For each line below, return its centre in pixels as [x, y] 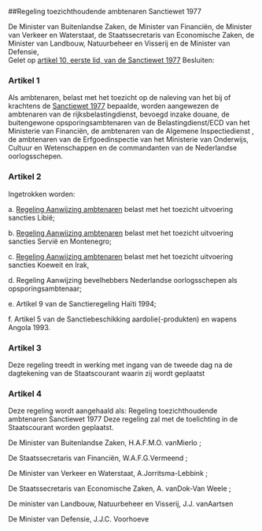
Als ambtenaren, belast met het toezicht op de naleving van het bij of [120, 98]
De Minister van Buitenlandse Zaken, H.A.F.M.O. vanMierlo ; [105, 443]
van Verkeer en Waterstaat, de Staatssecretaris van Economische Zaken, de [131, 35]
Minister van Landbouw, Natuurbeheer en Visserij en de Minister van [119, 43]
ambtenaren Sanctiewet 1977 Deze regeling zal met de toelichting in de [123, 419]
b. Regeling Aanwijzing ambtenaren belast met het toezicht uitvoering [121, 232]
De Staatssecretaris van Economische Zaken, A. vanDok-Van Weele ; [120, 488]
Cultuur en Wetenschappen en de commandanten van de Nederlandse [123, 148]
